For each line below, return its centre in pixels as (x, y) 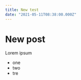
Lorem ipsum (19, 53)
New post (25, 39)
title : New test (22, 10)
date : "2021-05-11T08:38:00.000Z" (41, 14)
